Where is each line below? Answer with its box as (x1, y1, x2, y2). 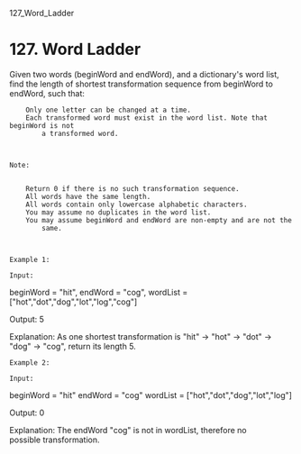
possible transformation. (9, 434, 101, 445)
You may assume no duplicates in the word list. (25, 207, 212, 217)
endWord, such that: (9, 87, 86, 98)
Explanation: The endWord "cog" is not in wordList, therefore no (9, 424, 247, 435)
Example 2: (9, 358, 50, 368)
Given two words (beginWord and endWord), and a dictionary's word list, (9, 68, 279, 79)
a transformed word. (41, 129, 119, 138)
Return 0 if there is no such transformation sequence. (25, 184, 241, 193)
